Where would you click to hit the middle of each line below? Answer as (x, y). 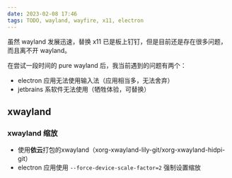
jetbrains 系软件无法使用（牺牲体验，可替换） (84, 89)
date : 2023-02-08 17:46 (42, 14)
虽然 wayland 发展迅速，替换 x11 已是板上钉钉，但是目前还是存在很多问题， (117, 41)
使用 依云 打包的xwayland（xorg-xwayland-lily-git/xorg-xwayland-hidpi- (121, 150)
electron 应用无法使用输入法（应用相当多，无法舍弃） (95, 80)
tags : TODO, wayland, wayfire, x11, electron (75, 20)
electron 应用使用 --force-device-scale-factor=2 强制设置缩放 (109, 167)
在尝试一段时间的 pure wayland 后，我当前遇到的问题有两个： (97, 65)
